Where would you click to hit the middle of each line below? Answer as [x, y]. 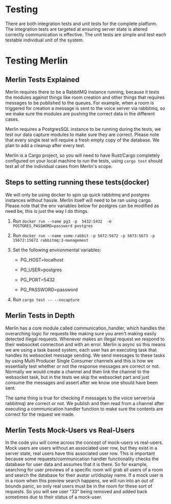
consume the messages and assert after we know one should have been [82, 382]
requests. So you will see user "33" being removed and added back [76, 492]
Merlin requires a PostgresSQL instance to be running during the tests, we [83, 129]
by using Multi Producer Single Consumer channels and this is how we [79, 360]
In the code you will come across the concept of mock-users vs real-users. [84, 442]
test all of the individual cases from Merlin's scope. [59, 166]
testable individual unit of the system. [45, 40]
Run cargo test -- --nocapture [46, 299]
